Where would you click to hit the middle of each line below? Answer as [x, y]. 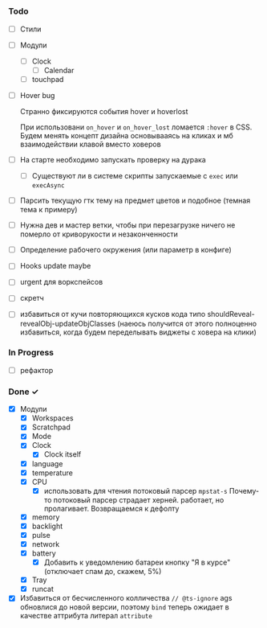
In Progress [31, 353]
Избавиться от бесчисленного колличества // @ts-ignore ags [126, 598]
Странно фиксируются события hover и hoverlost [104, 111]
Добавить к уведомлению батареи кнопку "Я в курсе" [137, 562]
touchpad [48, 79]
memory [46, 517]
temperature [53, 473]
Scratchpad [51, 427]
